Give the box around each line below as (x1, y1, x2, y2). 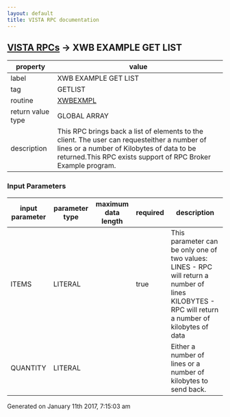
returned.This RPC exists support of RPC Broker (57, 152, 211, 162)
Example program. (57, 161, 116, 170)
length (101, 216, 123, 226)
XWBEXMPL (57, 96, 97, 105)
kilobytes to (170, 376, 209, 386)
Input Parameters (7, 181, 66, 191)
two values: (170, 253, 208, 263)
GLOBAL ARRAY (57, 111, 110, 121)
